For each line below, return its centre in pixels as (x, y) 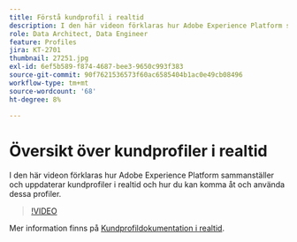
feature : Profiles (43, 42)
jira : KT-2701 (35, 50)
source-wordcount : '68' (53, 91)
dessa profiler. (35, 194)
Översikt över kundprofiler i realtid (138, 151)
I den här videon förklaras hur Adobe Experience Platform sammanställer (142, 175)
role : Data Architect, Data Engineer (79, 34)
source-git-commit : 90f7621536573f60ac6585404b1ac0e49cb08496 (126, 75)
